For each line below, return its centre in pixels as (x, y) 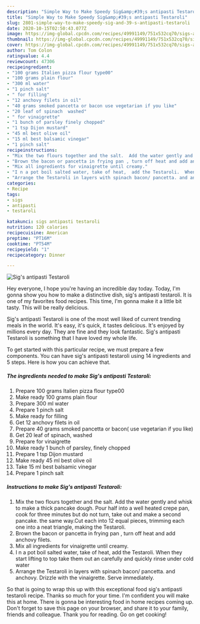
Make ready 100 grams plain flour (56, 397)
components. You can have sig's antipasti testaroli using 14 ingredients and (99, 356)
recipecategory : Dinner (36, 255)
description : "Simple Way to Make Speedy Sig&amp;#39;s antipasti (91, 12)
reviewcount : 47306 (31, 61)
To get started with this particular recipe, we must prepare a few (85, 350)
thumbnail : (20, 39)
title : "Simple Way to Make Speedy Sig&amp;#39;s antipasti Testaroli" (97, 17)
